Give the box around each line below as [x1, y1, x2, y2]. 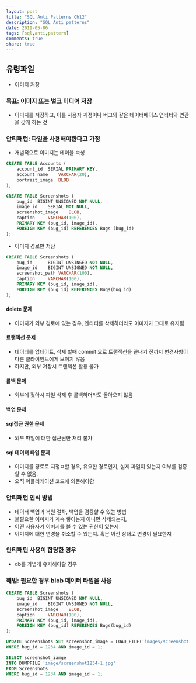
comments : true [6, 36, 43, 42]
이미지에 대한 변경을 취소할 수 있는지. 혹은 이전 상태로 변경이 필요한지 [14, 530, 172, 537]
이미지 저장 [14, 81, 40, 88]
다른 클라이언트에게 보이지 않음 [14, 356, 85, 363]
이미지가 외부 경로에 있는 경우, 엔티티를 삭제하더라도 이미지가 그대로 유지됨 [14, 319, 185, 326]
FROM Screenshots [6, 665, 48, 671]
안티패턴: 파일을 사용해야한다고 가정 [6, 134, 100, 143]
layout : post [6, 8, 38, 15]
